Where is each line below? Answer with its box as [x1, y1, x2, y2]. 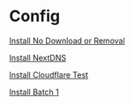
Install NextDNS [9, 52, 67, 63]
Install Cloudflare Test [9, 69, 89, 80]
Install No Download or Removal [9, 35, 125, 46]
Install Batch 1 [9, 86, 60, 97]
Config [9, 6, 60, 26]
